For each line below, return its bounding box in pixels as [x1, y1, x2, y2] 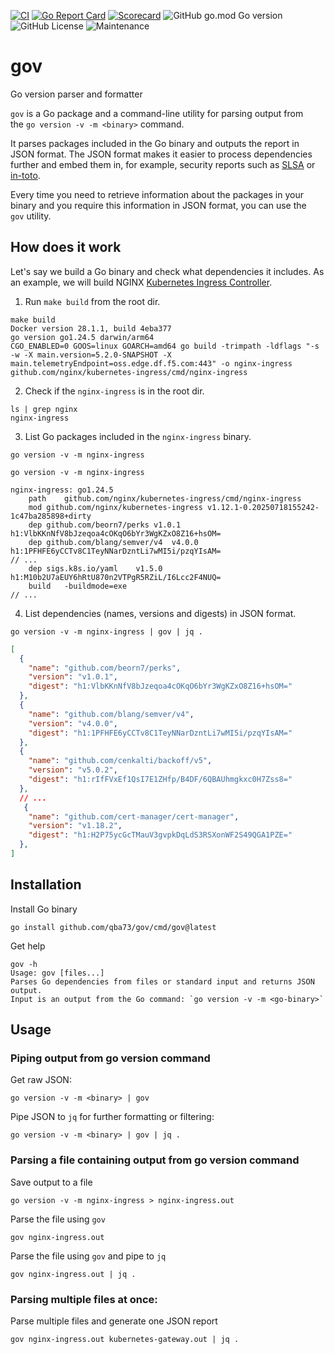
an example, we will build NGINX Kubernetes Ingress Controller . [10, 276, 273, 288]
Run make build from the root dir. [24, 295, 161, 307]
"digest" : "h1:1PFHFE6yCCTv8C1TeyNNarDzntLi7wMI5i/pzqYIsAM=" [28, 728, 293, 738]
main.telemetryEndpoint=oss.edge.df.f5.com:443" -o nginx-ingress [10, 358, 293, 369]
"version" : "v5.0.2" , [28, 765, 118, 775]
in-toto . [10, 169, 41, 181]
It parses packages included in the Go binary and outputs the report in [10, 137, 300, 149]
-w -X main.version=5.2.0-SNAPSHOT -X [10, 350, 172, 360]
